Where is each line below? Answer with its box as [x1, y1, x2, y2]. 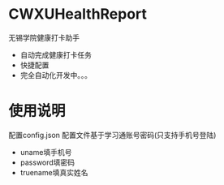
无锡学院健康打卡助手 [8, 32, 80, 42]
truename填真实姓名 [19, 167, 88, 177]
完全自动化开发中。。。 [19, 70, 92, 80]
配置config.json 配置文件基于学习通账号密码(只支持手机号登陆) [8, 130, 217, 140]
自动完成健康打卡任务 [19, 49, 92, 59]
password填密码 [19, 157, 75, 167]
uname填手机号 [19, 147, 72, 157]
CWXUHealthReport [8, 5, 148, 24]
